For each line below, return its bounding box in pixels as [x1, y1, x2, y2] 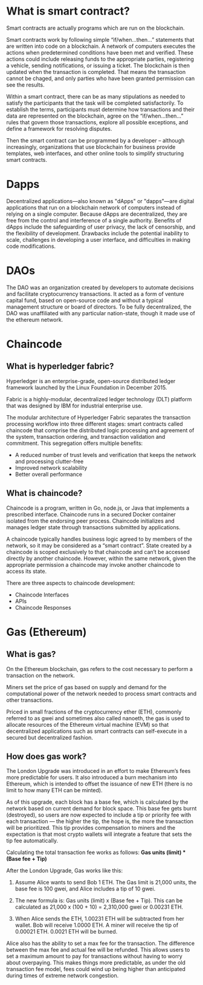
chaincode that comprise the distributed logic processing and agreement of [6, 426, 195, 434]
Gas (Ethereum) [6, 625, 87, 639]
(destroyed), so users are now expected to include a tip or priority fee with [6, 811, 192, 819]
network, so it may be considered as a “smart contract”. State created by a [6, 541, 192, 549]
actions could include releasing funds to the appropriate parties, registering [6, 55, 195, 62]
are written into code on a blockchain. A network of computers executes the [6, 42, 196, 50]
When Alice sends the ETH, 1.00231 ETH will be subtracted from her [14, 915, 184, 923]
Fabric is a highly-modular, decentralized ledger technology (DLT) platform [6, 395, 192, 402]
